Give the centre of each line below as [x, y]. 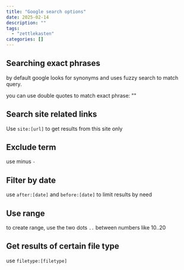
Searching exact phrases [53, 63]
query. [14, 84]
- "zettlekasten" [33, 34]
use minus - [21, 162]
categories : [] [25, 39]
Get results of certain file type [63, 247]
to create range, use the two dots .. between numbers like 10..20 [86, 228]
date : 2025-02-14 [28, 17]
